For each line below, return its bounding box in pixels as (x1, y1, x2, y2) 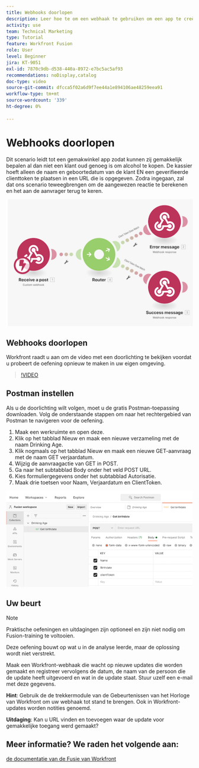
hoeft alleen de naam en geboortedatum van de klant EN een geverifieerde (6, 168, 188, 175)
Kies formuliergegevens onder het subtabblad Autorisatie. (14, 472, 156, 480)
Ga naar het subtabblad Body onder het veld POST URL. (14, 466, 152, 473)
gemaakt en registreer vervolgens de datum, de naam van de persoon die (6, 668, 186, 675)
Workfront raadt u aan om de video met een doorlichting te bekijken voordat (6, 354, 192, 361)
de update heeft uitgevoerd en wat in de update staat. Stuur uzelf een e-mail (6, 674, 193, 681)
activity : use (6, 22, 41, 28)
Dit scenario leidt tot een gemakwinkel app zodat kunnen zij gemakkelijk (6, 155, 182, 163)
